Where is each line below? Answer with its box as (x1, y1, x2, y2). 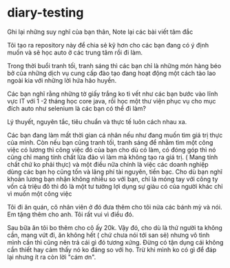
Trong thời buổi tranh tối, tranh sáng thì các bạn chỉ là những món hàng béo (7, 61, 222, 70)
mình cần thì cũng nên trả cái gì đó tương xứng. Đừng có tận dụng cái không (7, 238, 224, 246)
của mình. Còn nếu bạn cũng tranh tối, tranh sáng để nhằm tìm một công (7, 138, 213, 146)
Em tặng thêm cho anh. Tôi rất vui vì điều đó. (7, 210, 134, 218)
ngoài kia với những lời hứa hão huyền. (7, 76, 117, 84)
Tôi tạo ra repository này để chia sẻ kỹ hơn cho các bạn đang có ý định (7, 41, 209, 49)
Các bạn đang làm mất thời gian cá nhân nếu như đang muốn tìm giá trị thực (7, 131, 223, 139)
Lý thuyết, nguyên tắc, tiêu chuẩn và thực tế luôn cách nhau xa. (7, 117, 187, 125)
